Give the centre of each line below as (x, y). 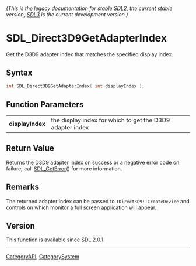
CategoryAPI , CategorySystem (43, 257)
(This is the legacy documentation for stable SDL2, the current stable (89, 8)
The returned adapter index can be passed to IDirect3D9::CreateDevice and (98, 201)
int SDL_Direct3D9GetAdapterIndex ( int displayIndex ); (75, 86)
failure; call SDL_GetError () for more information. (64, 168)
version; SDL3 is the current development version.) (67, 14)
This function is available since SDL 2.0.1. (55, 240)
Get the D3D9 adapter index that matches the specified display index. (90, 54)
